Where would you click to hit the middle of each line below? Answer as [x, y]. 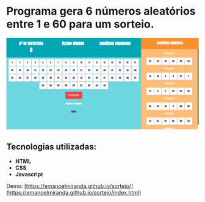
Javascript [29, 174]
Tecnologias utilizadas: [51, 147]
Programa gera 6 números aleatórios [101, 11]
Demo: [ [16, 186]
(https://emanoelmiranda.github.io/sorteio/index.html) [74, 192]
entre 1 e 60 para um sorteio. [80, 24]
